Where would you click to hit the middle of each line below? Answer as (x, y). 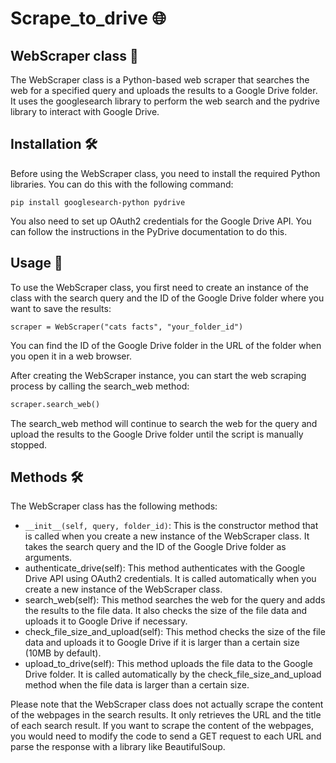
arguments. (48, 558)
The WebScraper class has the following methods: (114, 506)
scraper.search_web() (55, 404)
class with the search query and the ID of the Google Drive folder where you (167, 298)
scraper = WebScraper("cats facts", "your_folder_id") (127, 327)
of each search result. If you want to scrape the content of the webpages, (162, 726)
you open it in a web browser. (71, 356)
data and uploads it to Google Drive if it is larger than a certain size (162, 643)
